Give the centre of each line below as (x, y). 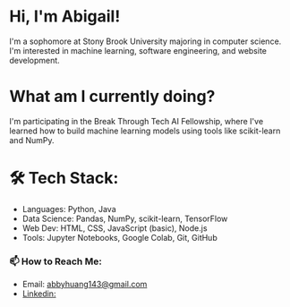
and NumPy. (32, 140)
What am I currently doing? (112, 97)
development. (34, 60)
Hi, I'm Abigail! (65, 17)
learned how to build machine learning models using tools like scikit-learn (145, 131)
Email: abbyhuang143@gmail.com (85, 285)
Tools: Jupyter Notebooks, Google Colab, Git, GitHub (119, 237)
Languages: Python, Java (69, 209)
